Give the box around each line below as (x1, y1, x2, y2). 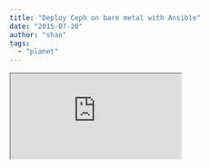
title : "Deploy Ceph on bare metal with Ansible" (9, 13, 202, 23)
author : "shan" (9, 30, 67, 39)
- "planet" (17, 47, 59, 56)
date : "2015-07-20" (9, 22, 84, 31)
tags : (9, 38, 30, 48)
